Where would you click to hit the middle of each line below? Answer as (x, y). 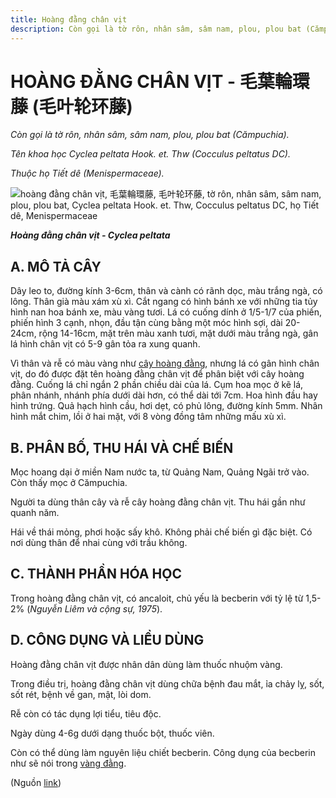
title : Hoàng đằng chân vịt (69, 19)
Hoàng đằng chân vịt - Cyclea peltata (90, 235)
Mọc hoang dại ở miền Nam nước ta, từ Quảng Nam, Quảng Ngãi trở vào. (160, 472)
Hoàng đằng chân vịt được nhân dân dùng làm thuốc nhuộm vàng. (146, 664)
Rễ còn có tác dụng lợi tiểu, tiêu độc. (86, 713)
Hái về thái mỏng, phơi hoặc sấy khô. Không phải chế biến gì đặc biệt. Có (161, 532)
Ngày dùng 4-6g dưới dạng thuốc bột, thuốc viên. (112, 733)
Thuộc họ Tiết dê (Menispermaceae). (87, 173)
